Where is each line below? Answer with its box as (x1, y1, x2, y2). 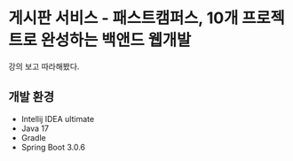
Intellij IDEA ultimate (20, 113, 95, 124)
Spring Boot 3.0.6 (20, 142, 86, 152)
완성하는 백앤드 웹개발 (40, 30, 192, 50)
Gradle (20, 132, 46, 142)
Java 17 (20, 123, 50, 134)
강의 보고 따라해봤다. (8, 61, 80, 72)
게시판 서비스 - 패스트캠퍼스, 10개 (8, 8, 239, 28)
